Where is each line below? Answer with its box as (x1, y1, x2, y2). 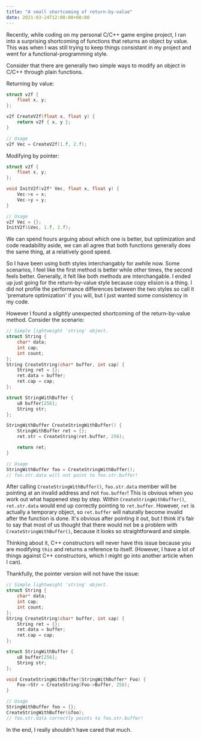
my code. (6, 298, 30, 306)
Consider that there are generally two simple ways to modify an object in (6, 61, 186, 69)
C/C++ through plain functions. (6, 68, 83, 75)
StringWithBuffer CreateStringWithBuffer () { (6, 422, 122, 428)
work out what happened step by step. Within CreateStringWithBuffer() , (6, 496, 187, 503)
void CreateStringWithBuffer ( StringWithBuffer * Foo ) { (6, 676, 146, 682)
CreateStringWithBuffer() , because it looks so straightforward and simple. (6, 528, 191, 535)
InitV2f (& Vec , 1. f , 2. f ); (6, 224, 71, 230)
